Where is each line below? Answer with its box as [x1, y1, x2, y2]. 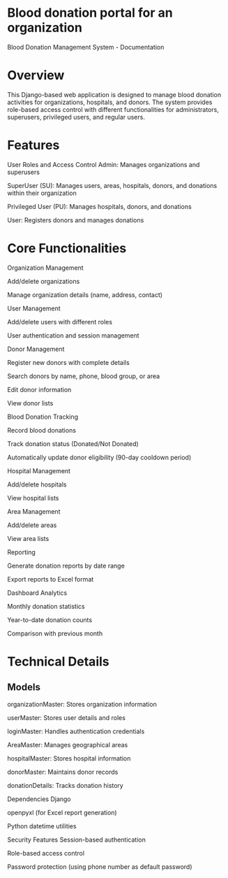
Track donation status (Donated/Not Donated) [7, 439, 139, 448]
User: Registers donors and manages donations [7, 215, 144, 224]
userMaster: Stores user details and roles [7, 713, 126, 721]
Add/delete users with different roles [7, 317, 113, 326]
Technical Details [7, 654, 109, 669]
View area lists [7, 534, 50, 542]
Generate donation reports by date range [7, 561, 126, 570]
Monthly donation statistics [7, 602, 85, 610]
